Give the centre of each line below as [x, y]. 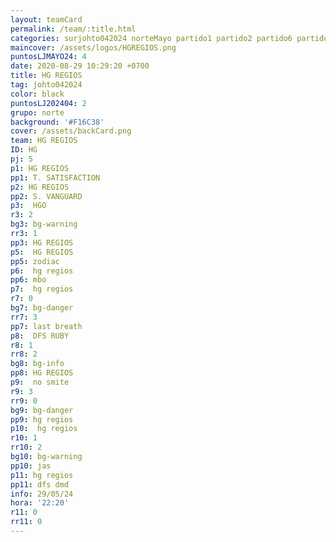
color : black [37, 94]
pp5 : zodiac [35, 261]
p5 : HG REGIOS [42, 252]
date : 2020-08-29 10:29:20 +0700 [80, 66]
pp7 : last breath [46, 326]
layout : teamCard [46, 19]
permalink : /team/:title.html [73, 29]
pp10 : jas [31, 466]
